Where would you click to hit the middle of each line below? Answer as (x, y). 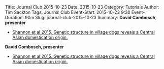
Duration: (15, 17)
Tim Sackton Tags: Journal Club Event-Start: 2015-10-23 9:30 (68, 12)
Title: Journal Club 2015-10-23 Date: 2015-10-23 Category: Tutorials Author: (82, 7)
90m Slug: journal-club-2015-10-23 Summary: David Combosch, (91, 17)
